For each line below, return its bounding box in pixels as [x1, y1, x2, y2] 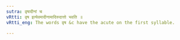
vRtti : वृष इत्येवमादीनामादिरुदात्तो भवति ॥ [6, 14, 83, 20]
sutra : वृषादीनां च [6, 8, 43, 15]
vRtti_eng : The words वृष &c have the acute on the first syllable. [6, 19, 175, 25]
